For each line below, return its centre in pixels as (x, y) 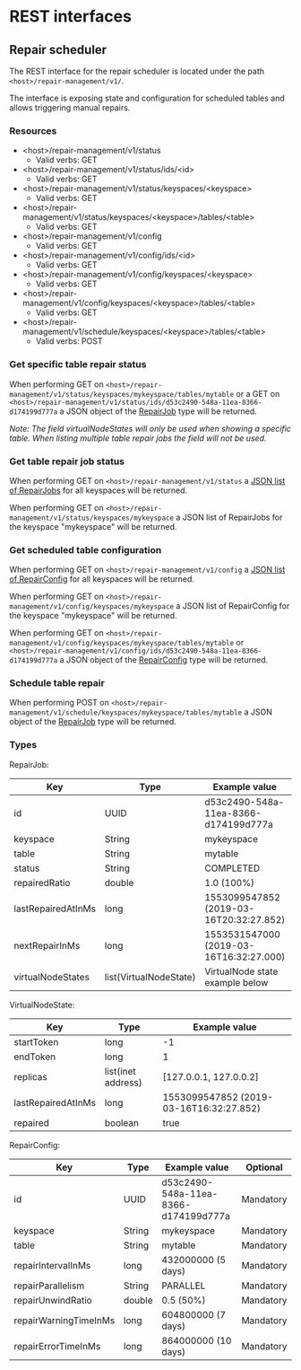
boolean (122, 1122)
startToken (36, 1041)
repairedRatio (42, 883)
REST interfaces (71, 17)
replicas (30, 1076)
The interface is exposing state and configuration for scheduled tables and (147, 98)
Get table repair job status (67, 461)
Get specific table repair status (78, 364)
